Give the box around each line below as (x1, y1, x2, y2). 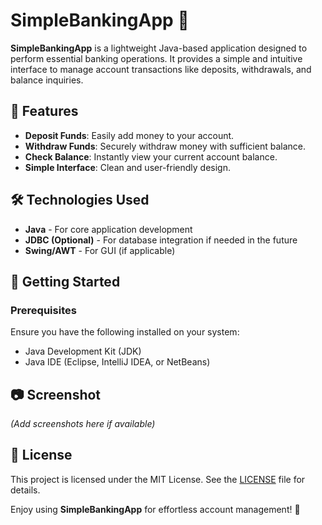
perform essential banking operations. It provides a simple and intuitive (10, 52, 303, 64)
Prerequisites (10, 303, 77, 317)
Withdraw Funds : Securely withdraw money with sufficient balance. (24, 140, 306, 152)
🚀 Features (10, 103, 79, 120)
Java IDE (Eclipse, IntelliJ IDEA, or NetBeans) (24, 356, 211, 368)
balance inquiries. (10, 74, 84, 86)
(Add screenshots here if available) (10, 418, 156, 430)
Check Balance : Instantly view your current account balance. (24, 150, 278, 163)
